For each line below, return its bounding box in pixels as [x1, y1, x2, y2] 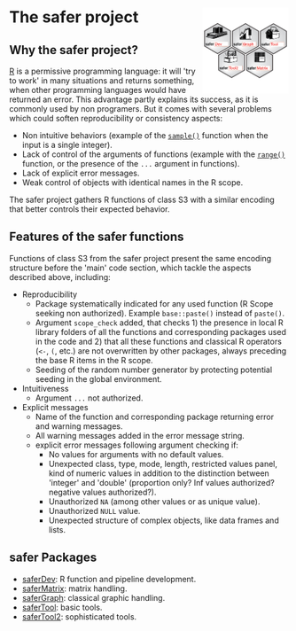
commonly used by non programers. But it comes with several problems [9, 104, 272, 113]
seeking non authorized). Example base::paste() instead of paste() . [35, 308, 285, 318]
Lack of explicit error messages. [21, 167, 140, 178]
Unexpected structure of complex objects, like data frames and [48, 515, 279, 526]
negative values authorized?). [48, 487, 157, 497]
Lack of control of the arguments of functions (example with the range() [21, 149, 285, 160]
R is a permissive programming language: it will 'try [9, 66, 197, 76]
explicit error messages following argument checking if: [35, 440, 239, 450]
